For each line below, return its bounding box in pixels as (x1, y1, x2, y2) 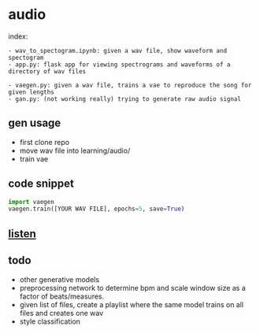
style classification (19, 317, 81, 326)
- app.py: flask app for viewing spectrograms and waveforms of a (8, 61, 231, 69)
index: (8, 32, 28, 41)
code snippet (8, 177, 75, 191)
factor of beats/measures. (19, 291, 105, 301)
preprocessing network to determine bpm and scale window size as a (19, 283, 246, 292)
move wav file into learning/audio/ (19, 146, 131, 155)
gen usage (8, 117, 61, 130)
